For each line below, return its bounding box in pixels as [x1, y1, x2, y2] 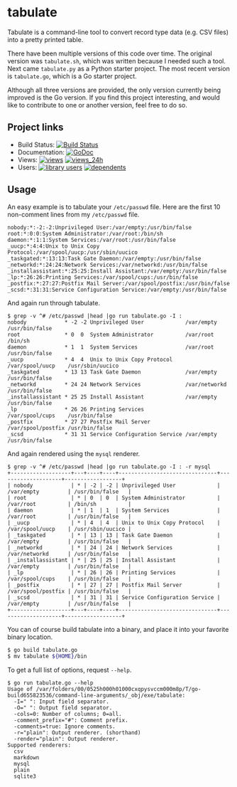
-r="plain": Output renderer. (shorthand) [13, 729, 141, 736]
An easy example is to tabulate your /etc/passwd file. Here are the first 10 [7, 202, 221, 211]
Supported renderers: [7, 741, 72, 749]
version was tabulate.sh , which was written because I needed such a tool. [7, 56, 226, 65]
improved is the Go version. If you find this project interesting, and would [7, 93, 220, 102]
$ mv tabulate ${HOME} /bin [7, 653, 87, 660]
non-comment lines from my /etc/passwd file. [7, 210, 140, 218]
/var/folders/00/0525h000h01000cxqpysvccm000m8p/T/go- [35, 686, 202, 693]
